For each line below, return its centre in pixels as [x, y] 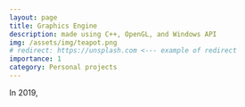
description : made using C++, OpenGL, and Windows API [113, 34]
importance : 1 [36, 59]
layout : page [33, 17]
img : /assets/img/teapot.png [63, 42]
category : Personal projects [63, 68]
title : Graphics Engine [53, 26]
